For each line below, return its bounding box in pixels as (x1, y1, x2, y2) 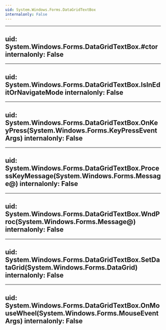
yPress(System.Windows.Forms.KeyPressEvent (5, 126, 157, 135)
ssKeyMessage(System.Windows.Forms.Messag (5, 172, 161, 181)
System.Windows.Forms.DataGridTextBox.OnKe (5, 118, 158, 127)
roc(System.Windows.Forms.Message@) (5, 218, 136, 226)
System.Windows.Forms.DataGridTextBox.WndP (5, 210, 160, 218)
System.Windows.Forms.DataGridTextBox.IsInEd (5, 80, 161, 89)
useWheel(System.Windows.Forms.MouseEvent (5, 309, 159, 317)
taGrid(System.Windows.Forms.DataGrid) (5, 263, 138, 272)
